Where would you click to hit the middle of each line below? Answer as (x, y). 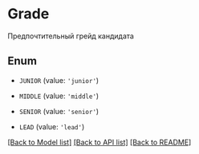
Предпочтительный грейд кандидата (71, 36)
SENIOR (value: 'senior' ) (59, 111)
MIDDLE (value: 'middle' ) (59, 96)
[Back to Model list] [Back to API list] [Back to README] (99, 142)
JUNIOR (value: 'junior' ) (59, 80)
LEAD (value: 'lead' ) (52, 126)
